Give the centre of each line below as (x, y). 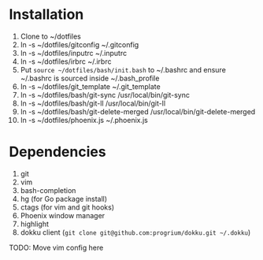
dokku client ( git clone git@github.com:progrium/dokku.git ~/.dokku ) (135, 232)
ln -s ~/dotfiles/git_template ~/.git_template (90, 86)
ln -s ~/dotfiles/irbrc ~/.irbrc (66, 61)
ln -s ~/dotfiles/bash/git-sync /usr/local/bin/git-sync (105, 95)
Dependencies (57, 152)
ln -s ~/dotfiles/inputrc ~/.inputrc (74, 53)
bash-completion (48, 190)
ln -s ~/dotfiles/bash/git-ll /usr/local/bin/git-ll (93, 103)
